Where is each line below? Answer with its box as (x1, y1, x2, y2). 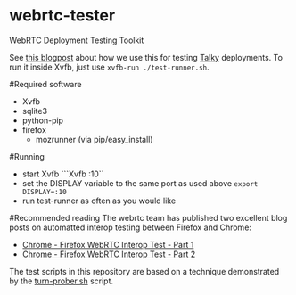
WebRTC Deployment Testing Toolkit (9, 35, 144, 45)
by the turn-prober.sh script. (9, 275, 114, 286)
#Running (9, 151, 45, 161)
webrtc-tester (9, 5, 116, 26)
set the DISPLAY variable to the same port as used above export (21, 177, 259, 188)
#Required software (9, 78, 82, 89)
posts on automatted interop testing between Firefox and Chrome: (9, 222, 252, 233)
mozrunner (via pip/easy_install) (35, 134, 153, 144)
